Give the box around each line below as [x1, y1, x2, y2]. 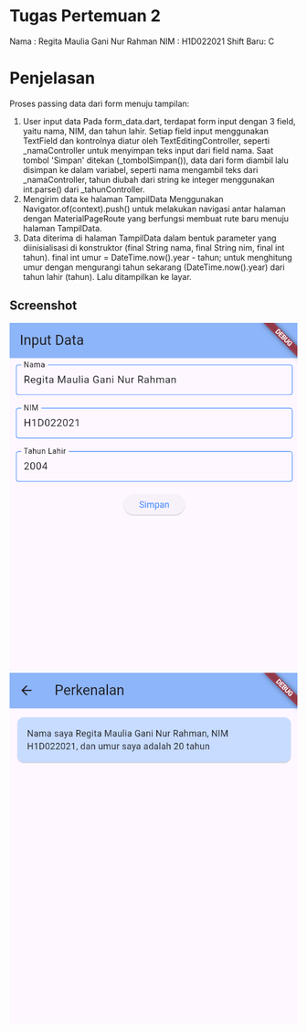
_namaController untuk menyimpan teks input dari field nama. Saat [22, 145, 274, 156]
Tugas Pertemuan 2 [9, 5, 162, 27]
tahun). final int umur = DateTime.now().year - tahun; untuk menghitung [22, 252, 292, 263]
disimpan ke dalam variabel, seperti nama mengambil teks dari [22, 164, 259, 175]
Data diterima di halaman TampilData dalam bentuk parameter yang [22, 232, 277, 243]
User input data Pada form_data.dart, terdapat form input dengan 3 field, [22, 115, 296, 126]
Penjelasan [9, 68, 96, 89]
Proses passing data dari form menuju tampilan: [9, 98, 190, 109]
